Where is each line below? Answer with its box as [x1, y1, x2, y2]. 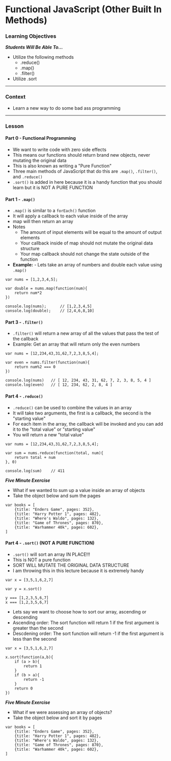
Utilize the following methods [12, 54, 74, 60]
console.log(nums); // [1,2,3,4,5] [5, 304, 93, 309]
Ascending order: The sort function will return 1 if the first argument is [12, 619, 159, 626]
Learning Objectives [5, 33, 57, 40]
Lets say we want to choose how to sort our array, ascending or [12, 608, 147, 615]
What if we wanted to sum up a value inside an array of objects [12, 487, 145, 493]
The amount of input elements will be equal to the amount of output [20, 229, 162, 235]
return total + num [14, 455, 56, 460]
